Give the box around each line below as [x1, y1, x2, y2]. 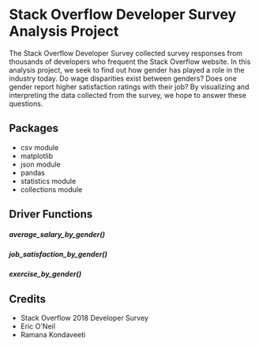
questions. [9, 99, 43, 108]
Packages [9, 122, 58, 135]
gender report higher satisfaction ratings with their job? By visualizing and [9, 81, 250, 92]
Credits [9, 292, 47, 306]
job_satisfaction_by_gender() [9, 250, 107, 259]
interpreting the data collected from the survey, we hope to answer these [9, 90, 247, 100]
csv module [20, 142, 59, 152]
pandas [20, 167, 46, 177]
